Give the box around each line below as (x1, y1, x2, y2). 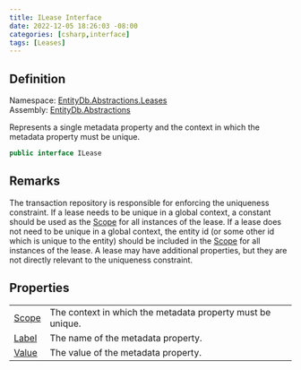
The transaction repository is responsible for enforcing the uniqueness (9, 197, 271, 208)
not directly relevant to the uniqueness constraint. (9, 254, 193, 265)
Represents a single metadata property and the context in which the (9, 122, 260, 133)
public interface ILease (9, 149, 102, 158)
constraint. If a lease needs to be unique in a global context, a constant (9, 207, 271, 218)
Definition (9, 71, 65, 86)
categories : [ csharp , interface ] (9, 30, 130, 39)
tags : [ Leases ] (9, 38, 66, 47)
